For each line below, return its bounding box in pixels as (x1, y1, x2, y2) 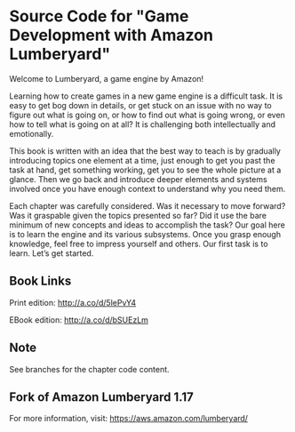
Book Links (9, 274, 72, 289)
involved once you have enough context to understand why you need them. (9, 183, 286, 194)
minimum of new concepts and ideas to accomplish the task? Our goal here (9, 220, 286, 230)
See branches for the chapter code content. (9, 364, 171, 374)
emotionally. (9, 128, 54, 139)
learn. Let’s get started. (9, 247, 94, 259)
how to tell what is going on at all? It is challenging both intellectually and (9, 118, 276, 130)
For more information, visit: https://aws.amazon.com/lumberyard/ (9, 413, 249, 424)
